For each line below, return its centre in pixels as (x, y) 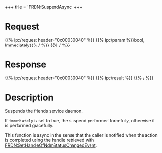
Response (26, 65)
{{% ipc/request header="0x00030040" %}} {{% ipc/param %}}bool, (75, 40)
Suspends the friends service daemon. (44, 111)
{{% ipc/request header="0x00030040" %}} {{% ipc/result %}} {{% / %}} (79, 78)
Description (29, 98)
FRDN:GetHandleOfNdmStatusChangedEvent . (51, 145)
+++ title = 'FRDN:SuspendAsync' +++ (44, 7)
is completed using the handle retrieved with (50, 140)
